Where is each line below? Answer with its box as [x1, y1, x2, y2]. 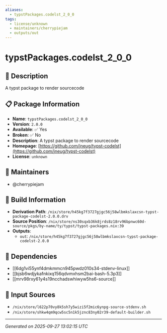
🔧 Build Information [5, 195, 66, 204]
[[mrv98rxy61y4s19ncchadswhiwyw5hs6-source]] [12, 276, 116, 282]
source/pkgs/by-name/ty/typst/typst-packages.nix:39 [12, 224, 124, 229]
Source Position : [12, 218, 47, 224]
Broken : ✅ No [12, 132, 41, 138]
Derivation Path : [12, 209, 47, 215]
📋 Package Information [5, 100, 80, 109]
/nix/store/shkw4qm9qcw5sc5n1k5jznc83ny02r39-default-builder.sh [12, 310, 151, 315]
